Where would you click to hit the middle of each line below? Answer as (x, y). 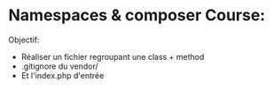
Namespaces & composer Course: (137, 15)
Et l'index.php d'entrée (62, 75)
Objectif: (24, 40)
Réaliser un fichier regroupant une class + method (113, 56)
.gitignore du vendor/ (59, 66)
